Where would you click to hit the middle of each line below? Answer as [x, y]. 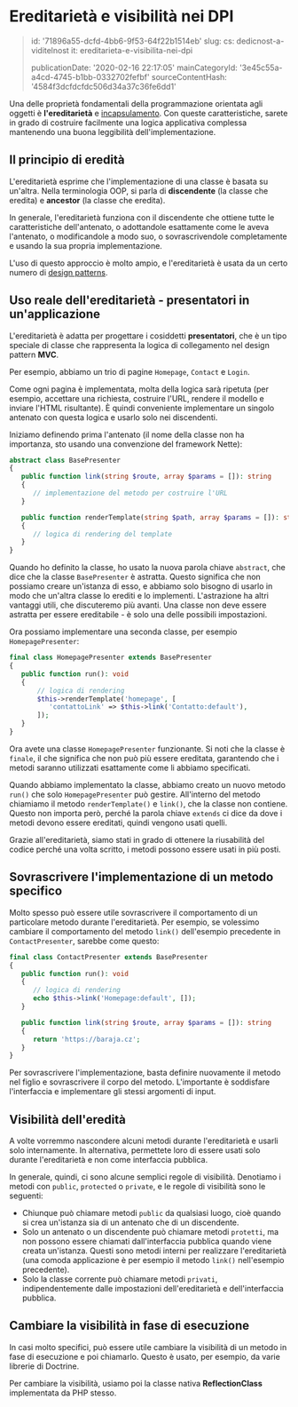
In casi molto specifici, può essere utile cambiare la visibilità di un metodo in [148, 1347]
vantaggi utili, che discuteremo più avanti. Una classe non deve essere [138, 605]
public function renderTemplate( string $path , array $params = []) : [150, 517]
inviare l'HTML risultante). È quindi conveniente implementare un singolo [142, 408]
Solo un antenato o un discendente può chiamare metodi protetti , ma [150, 1232]
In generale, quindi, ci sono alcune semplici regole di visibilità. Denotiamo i [145, 1177]
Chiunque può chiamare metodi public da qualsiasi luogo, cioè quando [151, 1213]
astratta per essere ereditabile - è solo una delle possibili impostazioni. [138, 615]
